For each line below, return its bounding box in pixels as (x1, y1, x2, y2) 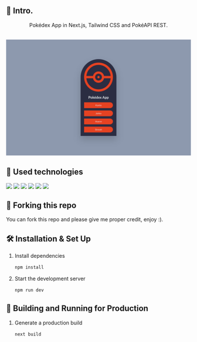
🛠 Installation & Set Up (6, 234, 91, 244)
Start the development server (14, 275, 86, 283)
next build (14, 331, 42, 337)
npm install (14, 264, 44, 271)
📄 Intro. (6, 6, 33, 16)
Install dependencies (14, 253, 66, 260)
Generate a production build (14, 319, 83, 326)
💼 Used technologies (6, 167, 83, 177)
